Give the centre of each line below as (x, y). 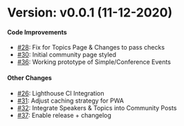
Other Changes (29, 78)
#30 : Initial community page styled (66, 55)
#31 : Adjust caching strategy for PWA (71, 101)
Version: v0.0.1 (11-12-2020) (90, 13)
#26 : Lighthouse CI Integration (61, 93)
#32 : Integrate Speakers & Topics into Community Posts (97, 107)
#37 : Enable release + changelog (64, 115)
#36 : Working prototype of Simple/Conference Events (94, 62)
